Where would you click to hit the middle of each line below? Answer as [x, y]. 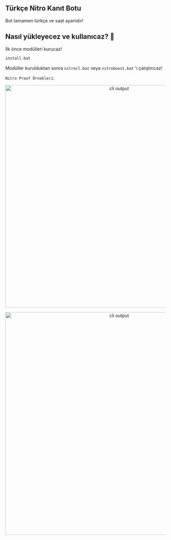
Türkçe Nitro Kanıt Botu [43, 8]
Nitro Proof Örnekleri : [30, 78]
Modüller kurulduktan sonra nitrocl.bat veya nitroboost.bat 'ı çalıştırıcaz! [84, 68]
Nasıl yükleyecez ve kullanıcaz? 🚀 [60, 37]
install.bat [18, 58]
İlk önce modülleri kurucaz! [34, 49]
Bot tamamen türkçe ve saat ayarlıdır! [45, 20]
